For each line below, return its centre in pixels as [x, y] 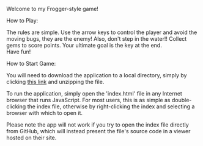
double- [182, 100]
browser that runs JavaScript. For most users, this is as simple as [88, 100]
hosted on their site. [31, 137]
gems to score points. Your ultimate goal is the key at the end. [84, 45]
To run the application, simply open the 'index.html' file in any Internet [94, 93]
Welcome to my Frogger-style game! [53, 9]
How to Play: [22, 20]
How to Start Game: [31, 64]
